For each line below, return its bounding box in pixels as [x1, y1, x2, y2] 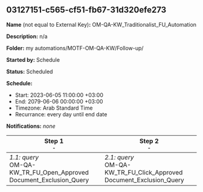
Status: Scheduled [6, 68, 53, 75]
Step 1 [44, 136, 64, 145]
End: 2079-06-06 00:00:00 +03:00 [14, 98, 103, 105]
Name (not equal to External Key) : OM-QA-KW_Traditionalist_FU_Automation [6, 21, 197, 28]
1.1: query [9, 153, 39, 161]
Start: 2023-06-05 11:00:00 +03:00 [14, 91, 104, 99]
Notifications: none [6, 122, 56, 130]
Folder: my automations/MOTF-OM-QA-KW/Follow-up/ [6, 44, 144, 51]
